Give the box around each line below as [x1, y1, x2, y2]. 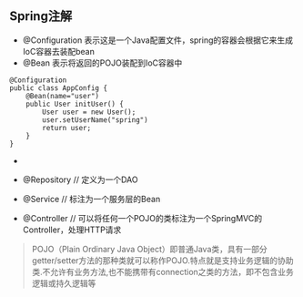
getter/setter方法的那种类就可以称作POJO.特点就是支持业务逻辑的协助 [31, 254, 294, 266]
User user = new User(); [42, 108, 136, 117]
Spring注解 [9, 8, 73, 25]
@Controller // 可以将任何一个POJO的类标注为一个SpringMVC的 [22, 212, 263, 223]
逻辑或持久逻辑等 [31, 277, 96, 289]
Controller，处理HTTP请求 [22, 224, 122, 235]
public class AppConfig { [9, 83, 107, 93]
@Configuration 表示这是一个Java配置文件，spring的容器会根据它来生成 [22, 35, 294, 46]
